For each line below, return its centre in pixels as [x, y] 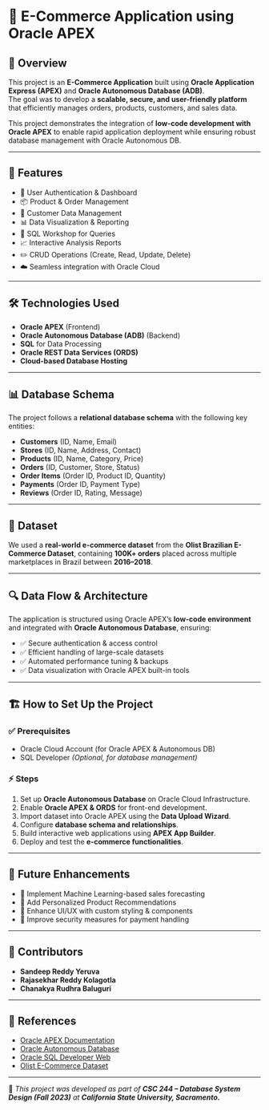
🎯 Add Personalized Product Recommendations [98, 902]
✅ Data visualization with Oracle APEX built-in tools [104, 670]
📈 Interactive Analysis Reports [70, 242]
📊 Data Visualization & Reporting [74, 222]
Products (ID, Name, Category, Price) [82, 459]
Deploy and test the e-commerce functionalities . [102, 842]
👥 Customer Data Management [71, 213]
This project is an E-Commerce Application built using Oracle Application [131, 82]
